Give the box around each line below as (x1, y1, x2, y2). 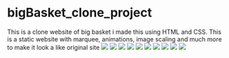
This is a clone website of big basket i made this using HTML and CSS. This (7, 28, 222, 36)
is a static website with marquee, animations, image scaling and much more (7, 35, 222, 43)
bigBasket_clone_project (7, 5, 152, 21)
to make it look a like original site (7, 43, 100, 51)
